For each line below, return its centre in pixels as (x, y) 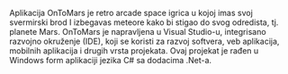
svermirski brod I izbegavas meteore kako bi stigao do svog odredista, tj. (144, 22)
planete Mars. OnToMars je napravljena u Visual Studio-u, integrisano (138, 32)
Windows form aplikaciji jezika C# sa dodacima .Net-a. (111, 60)
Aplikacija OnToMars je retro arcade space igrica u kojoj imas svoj (131, 13)
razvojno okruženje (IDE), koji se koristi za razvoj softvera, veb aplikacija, (144, 41)
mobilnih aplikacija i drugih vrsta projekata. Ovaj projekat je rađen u (134, 51)
